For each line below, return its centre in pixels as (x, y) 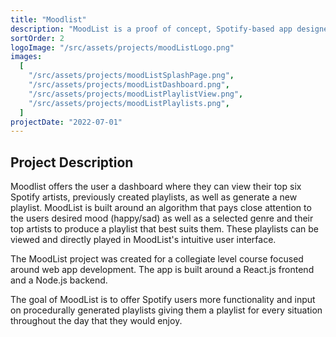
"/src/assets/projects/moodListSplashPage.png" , (131, 76)
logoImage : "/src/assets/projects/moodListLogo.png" (122, 47)
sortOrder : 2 (37, 38)
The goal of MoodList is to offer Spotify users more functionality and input (163, 300)
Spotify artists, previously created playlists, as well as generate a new (154, 197)
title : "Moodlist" (48, 19)
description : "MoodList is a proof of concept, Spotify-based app (151, 29)
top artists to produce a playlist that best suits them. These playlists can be (164, 229)
